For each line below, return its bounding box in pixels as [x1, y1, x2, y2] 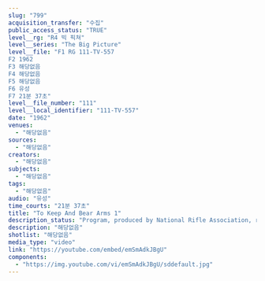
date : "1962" [8, 114, 51, 122]
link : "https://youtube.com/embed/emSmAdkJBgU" [8, 246, 168, 253]
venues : [8, 121, 34, 129]
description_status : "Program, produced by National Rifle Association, [8, 216, 252, 224]
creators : [8, 150, 41, 158]
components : [8, 253, 47, 261]
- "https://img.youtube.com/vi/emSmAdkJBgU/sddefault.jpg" [15, 261, 214, 268]
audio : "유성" [8, 194, 51, 202]
